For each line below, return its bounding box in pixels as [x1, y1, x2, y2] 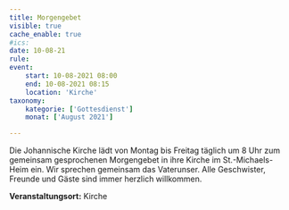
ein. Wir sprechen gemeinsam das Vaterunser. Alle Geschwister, [30, 164, 266, 175]
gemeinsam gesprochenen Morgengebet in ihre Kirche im [9, 155, 221, 165]
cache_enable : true [9, 29, 82, 38]
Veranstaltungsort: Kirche [9, 191, 108, 202]
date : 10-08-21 [9, 46, 66, 55]
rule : [9, 55, 29, 63]
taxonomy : [9, 96, 46, 105]
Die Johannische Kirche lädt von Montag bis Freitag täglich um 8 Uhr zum [9, 145, 281, 156]
